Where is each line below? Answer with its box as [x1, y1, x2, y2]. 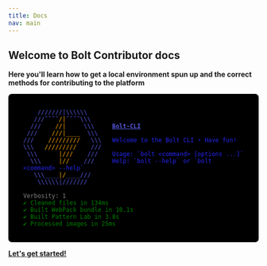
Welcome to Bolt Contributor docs [8, 49, 180, 62]
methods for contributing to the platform [8, 78, 145, 88]
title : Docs [8, 11, 48, 20]
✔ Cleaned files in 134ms [23, 199, 109, 207]
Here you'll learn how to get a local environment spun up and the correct [8, 69, 252, 80]
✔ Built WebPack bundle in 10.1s [23, 206, 133, 214]
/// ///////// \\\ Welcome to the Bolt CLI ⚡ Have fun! [23, 136, 237, 144]
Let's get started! [8, 248, 67, 259]
